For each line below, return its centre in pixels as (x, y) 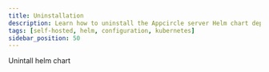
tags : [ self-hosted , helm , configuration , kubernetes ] (102, 30)
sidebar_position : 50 (44, 38)
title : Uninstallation (46, 16)
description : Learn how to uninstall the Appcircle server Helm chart (128, 23)
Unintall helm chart (39, 61)
